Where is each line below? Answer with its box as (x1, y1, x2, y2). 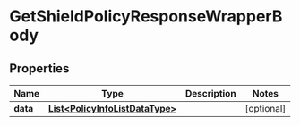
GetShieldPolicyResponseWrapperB (9, 6, 283, 27)
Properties (9, 61, 70, 76)
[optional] (244, 103, 287, 114)
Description (184, 88, 236, 99)
